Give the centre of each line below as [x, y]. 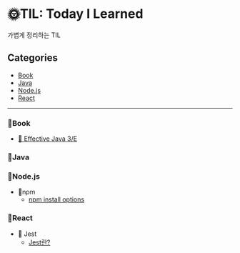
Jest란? [39, 242]
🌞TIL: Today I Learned [75, 14]
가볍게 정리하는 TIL [34, 35]
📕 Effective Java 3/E [47, 139]
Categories [33, 58]
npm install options [56, 199]
